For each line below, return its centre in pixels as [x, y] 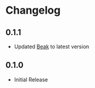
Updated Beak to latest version [52, 46]
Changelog [33, 10]
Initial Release [31, 79]
